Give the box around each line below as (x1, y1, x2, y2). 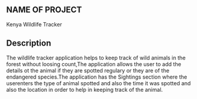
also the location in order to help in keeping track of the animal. (6, 86, 163, 93)
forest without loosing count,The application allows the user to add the (6, 60, 182, 68)
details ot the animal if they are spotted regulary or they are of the (6, 67, 170, 74)
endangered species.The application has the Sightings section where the (6, 73, 187, 80)
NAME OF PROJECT (6, 5, 83, 15)
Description (6, 38, 51, 49)
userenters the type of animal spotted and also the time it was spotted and (6, 79, 191, 86)
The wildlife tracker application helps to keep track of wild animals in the (6, 54, 186, 61)
